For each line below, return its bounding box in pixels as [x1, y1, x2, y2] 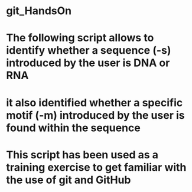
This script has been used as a [6, 148, 158, 161]
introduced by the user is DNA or [6, 56, 170, 70]
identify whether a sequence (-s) [6, 44, 171, 57]
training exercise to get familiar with [6, 161, 187, 174]
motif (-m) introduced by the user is [6, 108, 185, 122]
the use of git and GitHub [6, 173, 131, 187]
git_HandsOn [6, 4, 72, 18]
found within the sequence [6, 121, 141, 134]
